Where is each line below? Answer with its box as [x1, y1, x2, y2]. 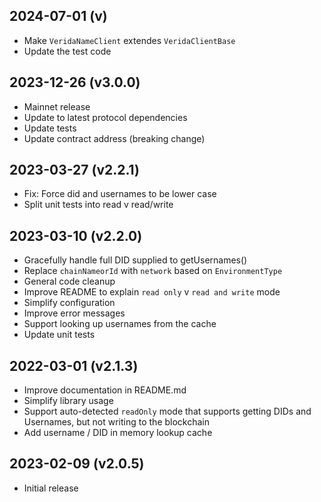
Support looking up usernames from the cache [23, 318, 217, 330]
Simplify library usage [23, 395, 114, 407]
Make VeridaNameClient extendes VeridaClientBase [23, 34, 236, 46]
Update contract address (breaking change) [23, 132, 206, 144]
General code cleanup [23, 275, 116, 288]
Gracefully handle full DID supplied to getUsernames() [23, 254, 248, 266]
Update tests [23, 122, 77, 134]
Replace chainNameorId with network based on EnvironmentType [23, 265, 283, 277]
